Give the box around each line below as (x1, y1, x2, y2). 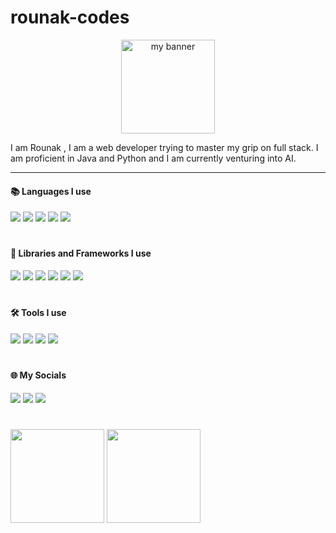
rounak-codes (10, 6, 130, 29)
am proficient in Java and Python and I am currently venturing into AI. (10, 152, 297, 164)
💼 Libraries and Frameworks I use (10, 247, 152, 260)
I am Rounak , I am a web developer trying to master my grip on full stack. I (10, 141, 319, 153)
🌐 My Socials (10, 369, 67, 381)
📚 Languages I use (10, 185, 92, 197)
